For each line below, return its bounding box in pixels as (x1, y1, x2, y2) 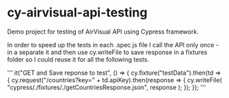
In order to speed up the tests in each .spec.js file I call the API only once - (7, 40, 219, 49)
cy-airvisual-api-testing (7, 5, 148, 21)
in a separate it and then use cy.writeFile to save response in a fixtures (7, 48, 208, 56)
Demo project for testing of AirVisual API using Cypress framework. (7, 27, 199, 36)
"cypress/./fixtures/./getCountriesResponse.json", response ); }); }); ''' (7, 83, 206, 91)
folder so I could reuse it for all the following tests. (7, 55, 150, 63)
